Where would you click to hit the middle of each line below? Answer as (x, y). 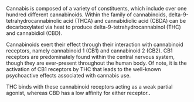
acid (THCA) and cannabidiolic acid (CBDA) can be (125, 21)
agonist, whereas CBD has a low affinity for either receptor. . (78, 93)
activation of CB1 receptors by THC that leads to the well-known (84, 69)
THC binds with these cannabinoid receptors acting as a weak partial (89, 87)
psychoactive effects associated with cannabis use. (68, 75)
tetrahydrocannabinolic (34, 21)
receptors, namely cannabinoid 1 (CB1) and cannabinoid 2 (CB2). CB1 (89, 51)
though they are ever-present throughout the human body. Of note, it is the (96, 63)
